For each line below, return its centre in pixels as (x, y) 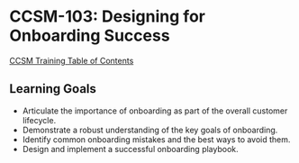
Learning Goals (53, 89)
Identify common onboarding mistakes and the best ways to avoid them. (156, 139)
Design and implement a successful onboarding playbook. (130, 149)
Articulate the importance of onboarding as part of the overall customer (155, 111)
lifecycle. (39, 120)
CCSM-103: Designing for (107, 17)
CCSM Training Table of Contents (72, 60)
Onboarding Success (90, 36)
